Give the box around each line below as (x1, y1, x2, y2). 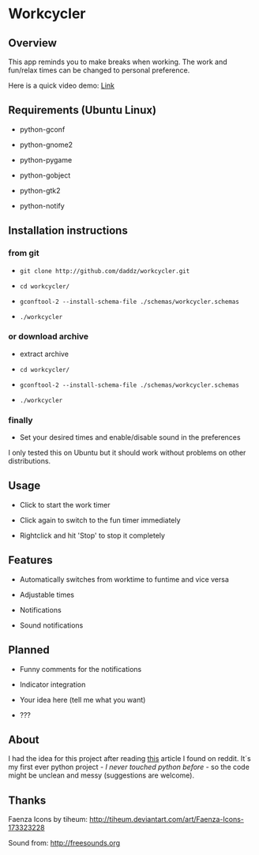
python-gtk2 (19, 186, 61, 195)
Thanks (8, 793, 47, 807)
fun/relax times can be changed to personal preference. (8, 66, 190, 75)
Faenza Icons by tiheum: (8, 815, 88, 824)
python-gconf (19, 124, 66, 134)
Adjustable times (19, 590, 75, 599)
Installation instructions (8, 224, 128, 238)
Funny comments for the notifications (19, 664, 142, 673)
